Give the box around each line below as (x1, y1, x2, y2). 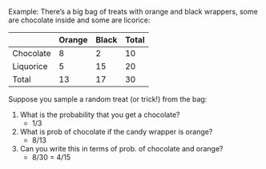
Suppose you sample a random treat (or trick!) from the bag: (8, 95, 208, 103)
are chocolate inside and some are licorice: (8, 15, 151, 25)
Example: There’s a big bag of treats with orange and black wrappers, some (8, 7, 258, 16)
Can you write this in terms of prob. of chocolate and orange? (19, 144, 224, 153)
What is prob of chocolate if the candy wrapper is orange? (19, 127, 213, 136)
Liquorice (12, 61, 48, 71)
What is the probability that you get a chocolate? (19, 110, 180, 119)
